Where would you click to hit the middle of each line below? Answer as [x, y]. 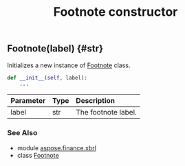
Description [95, 101]
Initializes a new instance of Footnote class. [69, 65]
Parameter [28, 101]
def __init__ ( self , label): [47, 78]
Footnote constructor [116, 12]
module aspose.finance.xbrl [56, 147]
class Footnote [38, 155]
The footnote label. [106, 112]
